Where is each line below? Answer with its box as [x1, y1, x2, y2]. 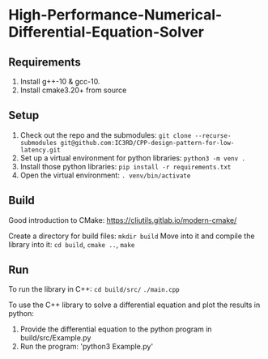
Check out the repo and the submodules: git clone [19, 130, 192, 139]
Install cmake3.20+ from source [19, 85, 127, 95]
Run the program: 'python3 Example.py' [19, 342, 154, 352]
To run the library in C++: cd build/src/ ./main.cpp [8, 284, 180, 294]
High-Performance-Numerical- [8, 6, 223, 24]
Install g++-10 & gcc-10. [19, 77, 100, 86]
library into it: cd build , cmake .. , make [8, 239, 135, 249]
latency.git [19, 146, 61, 154]
